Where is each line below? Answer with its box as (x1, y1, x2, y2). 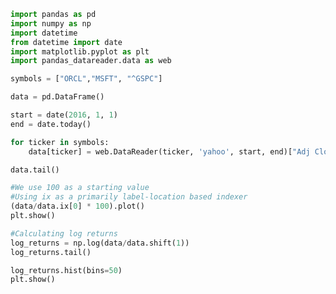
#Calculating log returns (10, 228, 118, 239)
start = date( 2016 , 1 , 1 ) (10, 110, 118, 120)
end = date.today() (10, 119, 92, 129)
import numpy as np (10, 18, 92, 29)
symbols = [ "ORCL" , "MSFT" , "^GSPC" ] (10, 74, 163, 84)
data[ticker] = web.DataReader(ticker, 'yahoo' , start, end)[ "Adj (28, 146, 311, 157)
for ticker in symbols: (10, 137, 110, 147)
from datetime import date (10, 37, 123, 47)
